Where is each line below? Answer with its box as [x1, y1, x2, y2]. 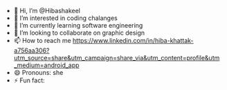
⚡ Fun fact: [13, 76, 45, 84]
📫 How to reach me [13, 37, 71, 44]
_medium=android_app [13, 61, 80, 69]
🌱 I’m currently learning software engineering [13, 21, 143, 29]
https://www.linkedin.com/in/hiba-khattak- [72, 37, 194, 44]
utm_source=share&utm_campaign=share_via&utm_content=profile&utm [13, 54, 220, 62]
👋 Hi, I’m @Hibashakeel [13, 7, 81, 15]
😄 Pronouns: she [13, 69, 64, 76]
